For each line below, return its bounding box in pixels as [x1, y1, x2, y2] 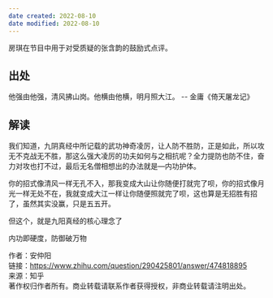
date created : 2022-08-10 [8, 11, 96, 20]
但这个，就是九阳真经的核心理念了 [8, 216, 123, 226]
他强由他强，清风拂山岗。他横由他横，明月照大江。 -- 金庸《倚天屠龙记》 [8, 92, 254, 101]
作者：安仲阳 [8, 251, 51, 261]
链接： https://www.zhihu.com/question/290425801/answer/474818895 [8, 261, 248, 270]
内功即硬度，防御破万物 [8, 233, 87, 244]
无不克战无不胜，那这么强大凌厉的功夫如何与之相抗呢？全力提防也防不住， [8, 151, 258, 161]
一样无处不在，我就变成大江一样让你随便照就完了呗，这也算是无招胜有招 [15, 188, 258, 199]
